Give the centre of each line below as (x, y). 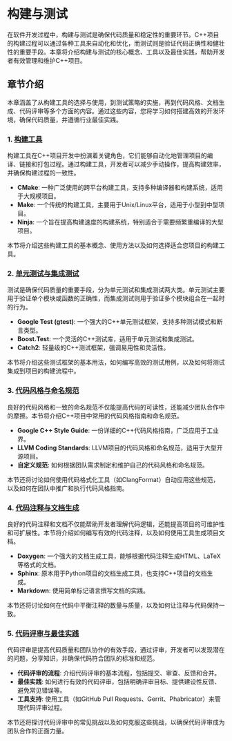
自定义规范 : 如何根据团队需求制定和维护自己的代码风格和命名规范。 (113, 465)
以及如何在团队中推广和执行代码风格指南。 (68, 488)
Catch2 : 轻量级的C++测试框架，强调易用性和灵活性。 (93, 348)
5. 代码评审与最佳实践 (43, 633)
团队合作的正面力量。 (37, 731)
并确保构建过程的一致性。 (43, 173)
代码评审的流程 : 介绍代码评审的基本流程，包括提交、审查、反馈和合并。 (119, 673)
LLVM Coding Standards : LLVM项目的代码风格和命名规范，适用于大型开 (120, 448)
